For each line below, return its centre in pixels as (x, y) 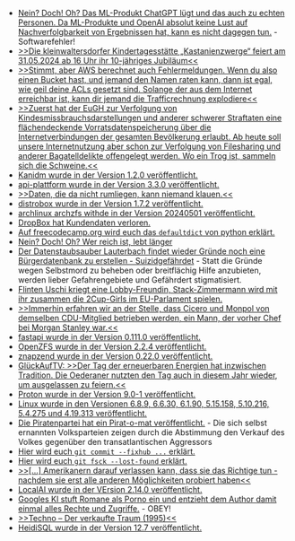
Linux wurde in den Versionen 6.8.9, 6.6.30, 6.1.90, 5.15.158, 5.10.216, (143, 404)
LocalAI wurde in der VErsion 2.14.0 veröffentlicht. (110, 489)
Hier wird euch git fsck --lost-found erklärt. (102, 461)
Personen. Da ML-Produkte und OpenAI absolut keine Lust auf (133, 22)
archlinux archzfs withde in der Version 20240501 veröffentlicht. (136, 213)
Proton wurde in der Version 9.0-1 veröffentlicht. (107, 394)
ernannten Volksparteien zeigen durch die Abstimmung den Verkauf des (151, 432)
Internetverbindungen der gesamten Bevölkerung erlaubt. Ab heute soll (149, 137)
